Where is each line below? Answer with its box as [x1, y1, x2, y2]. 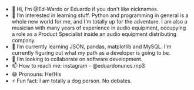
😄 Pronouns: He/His [11, 71, 62, 78]
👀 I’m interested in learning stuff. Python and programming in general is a [11, 12, 189, 19]
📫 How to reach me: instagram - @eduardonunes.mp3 [11, 62, 145, 69]
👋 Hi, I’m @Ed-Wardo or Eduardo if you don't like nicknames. [11, 6, 159, 12]
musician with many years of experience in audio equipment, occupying [11, 24, 186, 31]
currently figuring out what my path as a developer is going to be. [11, 49, 170, 56]
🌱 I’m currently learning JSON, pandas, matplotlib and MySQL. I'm [11, 43, 172, 50]
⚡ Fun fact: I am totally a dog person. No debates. [11, 77, 132, 84]
